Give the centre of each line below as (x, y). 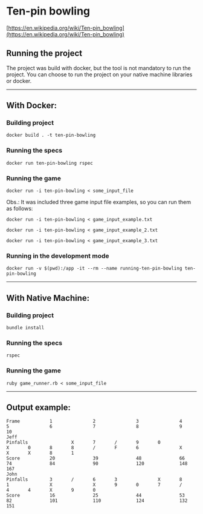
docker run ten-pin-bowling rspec (50, 163)
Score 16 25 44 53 (96, 496)
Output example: (38, 407)
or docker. (19, 81)
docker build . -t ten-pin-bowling (51, 135)
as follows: (20, 209)
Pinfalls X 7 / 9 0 (84, 443)
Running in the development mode (58, 255)
